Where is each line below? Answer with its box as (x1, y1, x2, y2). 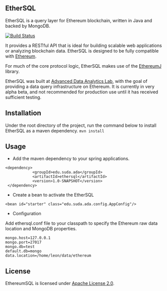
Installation (5, 109, 41, 118)
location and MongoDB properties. (5, 226, 77, 232)
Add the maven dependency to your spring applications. (12, 156, 130, 162)
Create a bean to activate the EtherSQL (12, 192, 94, 198)
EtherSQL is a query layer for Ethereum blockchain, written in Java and (5, 17, 152, 23)
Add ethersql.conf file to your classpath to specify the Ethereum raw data (5, 220, 158, 226)
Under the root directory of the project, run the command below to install (5, 122, 156, 128)
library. (5, 68, 20, 74)
